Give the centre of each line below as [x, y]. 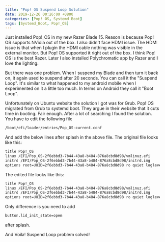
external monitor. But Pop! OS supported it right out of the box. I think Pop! [80, 53]
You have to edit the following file [39, 119]
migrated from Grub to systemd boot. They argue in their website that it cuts [82, 108]
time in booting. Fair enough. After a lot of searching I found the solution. [79, 114]
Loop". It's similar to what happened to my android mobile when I [71, 83]
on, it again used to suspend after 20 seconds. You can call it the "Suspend [81, 78]
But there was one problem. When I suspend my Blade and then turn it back [82, 73]
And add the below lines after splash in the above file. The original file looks [82, 137]
